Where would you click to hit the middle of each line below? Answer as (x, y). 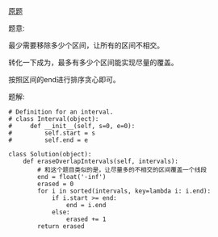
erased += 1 (86, 219)
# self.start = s (52, 133)
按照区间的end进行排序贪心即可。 (65, 79)
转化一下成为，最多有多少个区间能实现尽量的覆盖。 (93, 62)
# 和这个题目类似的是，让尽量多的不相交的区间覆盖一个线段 (122, 170)
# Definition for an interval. (61, 112)
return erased (61, 227)
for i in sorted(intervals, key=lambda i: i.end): (124, 191)
